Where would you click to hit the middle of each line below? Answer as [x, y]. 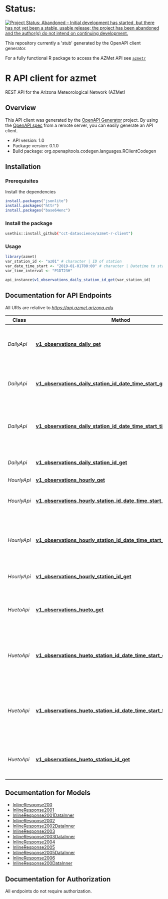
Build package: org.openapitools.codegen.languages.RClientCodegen [84, 151]
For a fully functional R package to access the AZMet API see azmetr [75, 58]
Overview [21, 108]
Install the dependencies [30, 192]
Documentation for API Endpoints [58, 295]
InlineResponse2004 [34, 842]
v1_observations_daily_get [68, 344]
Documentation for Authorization [58, 879]
